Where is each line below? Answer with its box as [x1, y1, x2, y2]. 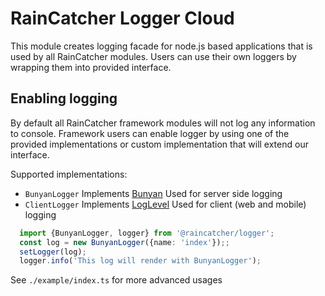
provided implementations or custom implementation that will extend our [10, 138, 309, 150]
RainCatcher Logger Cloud [10, 7, 235, 30]
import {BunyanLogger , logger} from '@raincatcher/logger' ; [19, 228, 275, 238]
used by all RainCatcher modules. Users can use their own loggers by [10, 50, 297, 62]
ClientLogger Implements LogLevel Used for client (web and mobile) [24, 198, 307, 210]
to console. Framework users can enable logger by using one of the [10, 127, 290, 139]
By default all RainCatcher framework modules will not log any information [10, 117, 316, 129]
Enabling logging [10, 90, 118, 107]
